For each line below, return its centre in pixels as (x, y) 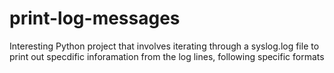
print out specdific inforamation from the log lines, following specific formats (167, 56)
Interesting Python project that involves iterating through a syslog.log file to (164, 46)
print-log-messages (95, 18)
